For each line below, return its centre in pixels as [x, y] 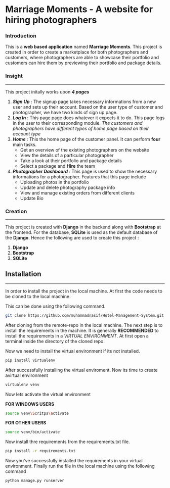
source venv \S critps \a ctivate [37, 413]
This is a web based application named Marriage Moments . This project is [84, 47]
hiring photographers [51, 20]
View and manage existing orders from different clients [77, 192]
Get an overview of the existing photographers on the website [84, 150]
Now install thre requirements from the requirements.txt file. [68, 442]
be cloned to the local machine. [38, 296]
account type [27, 134]
